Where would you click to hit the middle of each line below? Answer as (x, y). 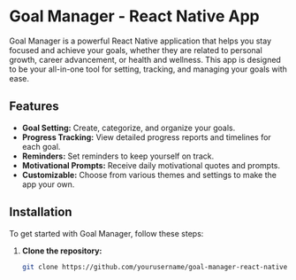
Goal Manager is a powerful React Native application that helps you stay (140, 41)
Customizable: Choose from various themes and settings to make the (149, 175)
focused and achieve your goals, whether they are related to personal (136, 50)
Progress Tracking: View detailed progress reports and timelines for (146, 137)
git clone (40, 267)
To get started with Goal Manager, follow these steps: (106, 233)
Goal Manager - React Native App (134, 16)
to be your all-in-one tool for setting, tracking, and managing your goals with (148, 69)
